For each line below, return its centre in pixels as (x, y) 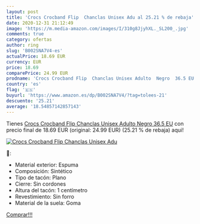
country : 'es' (24, 84)
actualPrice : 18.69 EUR (36, 56)
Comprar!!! (19, 214)
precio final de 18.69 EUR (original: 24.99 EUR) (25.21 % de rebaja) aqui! (95, 130)
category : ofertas (29, 40)
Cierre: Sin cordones (40, 184)
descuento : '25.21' (31, 101)
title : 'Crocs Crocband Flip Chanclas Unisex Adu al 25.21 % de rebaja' (100, 17)
